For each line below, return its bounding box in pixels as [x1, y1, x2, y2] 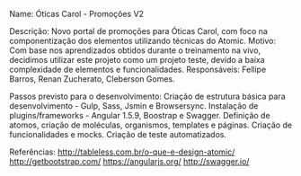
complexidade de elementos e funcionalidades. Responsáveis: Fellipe [9, 64, 267, 75]
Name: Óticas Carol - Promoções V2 [9, 9, 145, 19]
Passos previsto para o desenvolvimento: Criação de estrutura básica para [9, 91, 286, 101]
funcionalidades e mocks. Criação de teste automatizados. [9, 129, 227, 139]
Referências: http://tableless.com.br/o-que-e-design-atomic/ [9, 146, 235, 157]
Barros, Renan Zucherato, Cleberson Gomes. [9, 74, 175, 84]
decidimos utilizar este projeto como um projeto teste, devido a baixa [9, 55, 265, 65]
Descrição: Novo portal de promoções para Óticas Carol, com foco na [9, 26, 268, 36]
